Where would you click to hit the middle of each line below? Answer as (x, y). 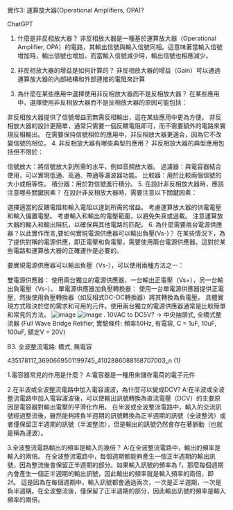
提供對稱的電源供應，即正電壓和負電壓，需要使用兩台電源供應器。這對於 (116, 242)
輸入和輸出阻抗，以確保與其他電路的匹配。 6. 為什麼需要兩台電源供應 (124, 225)
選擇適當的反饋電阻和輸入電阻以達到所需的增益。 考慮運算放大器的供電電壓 (114, 207)
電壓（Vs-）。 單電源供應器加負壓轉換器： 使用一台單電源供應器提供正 (119, 289)
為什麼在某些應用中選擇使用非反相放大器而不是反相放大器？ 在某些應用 (118, 94)
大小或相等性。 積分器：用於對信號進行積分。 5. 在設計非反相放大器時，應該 (115, 184)
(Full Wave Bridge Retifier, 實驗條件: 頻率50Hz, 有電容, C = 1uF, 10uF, (119, 323)
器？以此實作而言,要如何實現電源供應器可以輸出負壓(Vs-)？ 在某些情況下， (113, 233)
